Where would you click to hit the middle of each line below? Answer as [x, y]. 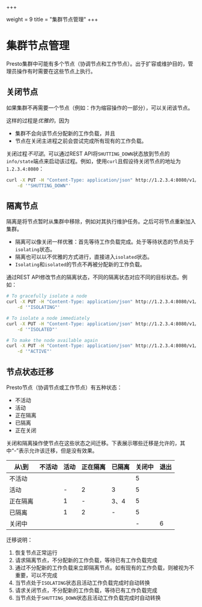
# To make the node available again [52, 340]
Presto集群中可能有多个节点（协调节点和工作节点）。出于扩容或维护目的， [97, 63]
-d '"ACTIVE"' [35, 352]
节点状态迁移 [30, 372]
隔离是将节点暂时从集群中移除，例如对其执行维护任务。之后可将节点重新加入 [101, 222]
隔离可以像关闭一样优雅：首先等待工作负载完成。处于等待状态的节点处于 [104, 242]
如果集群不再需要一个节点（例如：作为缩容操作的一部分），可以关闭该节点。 [100, 107]
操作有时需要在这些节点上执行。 [56, 71]
